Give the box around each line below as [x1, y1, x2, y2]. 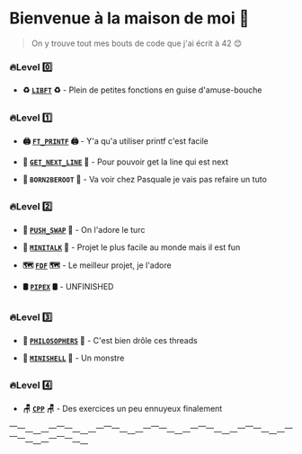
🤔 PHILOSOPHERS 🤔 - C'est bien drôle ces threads [22, 334, 198, 345]
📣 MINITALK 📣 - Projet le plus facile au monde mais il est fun [22, 242, 241, 253]
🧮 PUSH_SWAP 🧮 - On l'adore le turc [22, 224, 146, 235]
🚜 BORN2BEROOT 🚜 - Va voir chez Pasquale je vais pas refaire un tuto [22, 174, 268, 184]
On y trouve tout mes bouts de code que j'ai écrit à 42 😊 [31, 38, 243, 49]
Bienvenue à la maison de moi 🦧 [9, 8, 250, 29]
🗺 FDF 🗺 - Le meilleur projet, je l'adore [22, 260, 173, 271]
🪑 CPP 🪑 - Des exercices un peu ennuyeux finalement [22, 404, 223, 414]
